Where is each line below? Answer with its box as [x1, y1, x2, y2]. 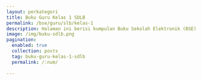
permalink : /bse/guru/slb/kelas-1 [6, 20, 94, 26]
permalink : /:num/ [12, 59, 59, 65]
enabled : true [12, 43, 47, 49]
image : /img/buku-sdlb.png [6, 31, 75, 37]
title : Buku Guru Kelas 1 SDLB [6, 14, 86, 20]
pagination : [6, 37, 36, 43]
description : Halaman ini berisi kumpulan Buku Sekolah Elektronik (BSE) [6, 25, 197, 32]
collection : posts [12, 48, 59, 54]
